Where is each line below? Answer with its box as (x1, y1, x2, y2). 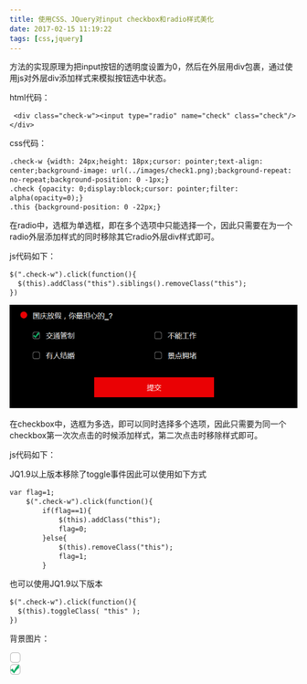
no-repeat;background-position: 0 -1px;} (9, 175, 170, 184)
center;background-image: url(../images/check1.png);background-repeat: (9, 166, 292, 175)
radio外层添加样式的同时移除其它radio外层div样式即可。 (9, 231, 219, 242)
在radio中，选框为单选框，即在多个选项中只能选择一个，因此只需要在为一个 (9, 220, 293, 231)
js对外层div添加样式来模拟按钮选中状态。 (16, 73, 172, 84)
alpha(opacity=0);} (9, 194, 84, 203)
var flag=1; (9, 489, 55, 498)
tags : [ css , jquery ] (9, 34, 84, 43)
